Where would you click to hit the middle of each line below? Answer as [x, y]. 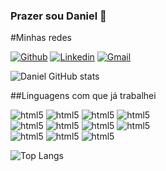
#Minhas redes [41, 38]
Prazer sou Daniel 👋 [58, 16]
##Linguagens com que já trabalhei [83, 96]
